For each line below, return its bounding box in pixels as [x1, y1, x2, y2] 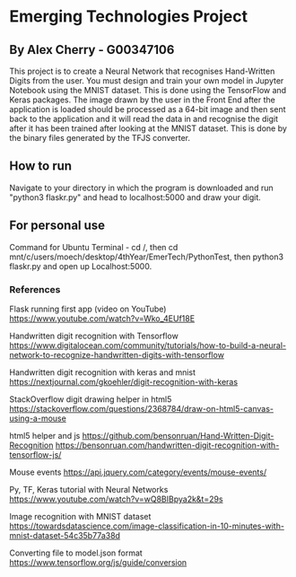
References [9, 283, 61, 295]
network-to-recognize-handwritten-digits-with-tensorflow [9, 349, 224, 360]
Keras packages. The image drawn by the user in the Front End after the [9, 94, 276, 105]
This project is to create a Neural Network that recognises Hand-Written [9, 66, 275, 76]
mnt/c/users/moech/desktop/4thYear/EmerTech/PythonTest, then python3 [9, 251, 284, 262]
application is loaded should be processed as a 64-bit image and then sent [9, 104, 286, 114]
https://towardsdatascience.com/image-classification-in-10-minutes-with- [9, 520, 285, 531]
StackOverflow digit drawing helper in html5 [9, 393, 172, 405]
